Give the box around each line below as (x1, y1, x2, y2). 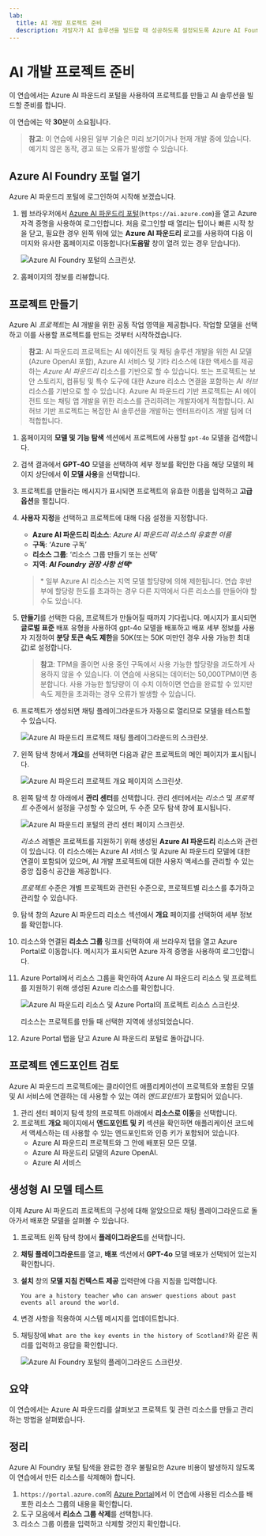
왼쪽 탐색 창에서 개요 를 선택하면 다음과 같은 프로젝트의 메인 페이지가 (20, 749, 230, 758)
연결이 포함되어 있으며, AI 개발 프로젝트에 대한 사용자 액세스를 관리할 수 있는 (20, 856, 255, 865)
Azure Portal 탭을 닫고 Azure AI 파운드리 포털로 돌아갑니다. (20, 1033, 204, 1043)
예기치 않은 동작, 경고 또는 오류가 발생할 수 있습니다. (28, 144, 189, 154)
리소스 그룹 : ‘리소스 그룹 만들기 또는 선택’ (32, 549, 158, 559)
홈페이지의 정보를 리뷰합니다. (20, 272, 110, 282)
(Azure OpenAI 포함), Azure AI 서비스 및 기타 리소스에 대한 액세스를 (28, 356, 239, 366)
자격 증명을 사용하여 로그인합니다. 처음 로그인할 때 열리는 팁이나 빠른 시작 (20, 219, 246, 228)
